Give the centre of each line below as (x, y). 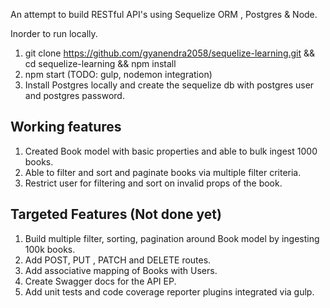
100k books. (50, 249)
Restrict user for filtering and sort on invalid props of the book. (153, 183)
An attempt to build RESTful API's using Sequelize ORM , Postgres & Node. (164, 14)
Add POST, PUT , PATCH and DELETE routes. (118, 260)
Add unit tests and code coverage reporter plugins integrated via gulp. (169, 291)
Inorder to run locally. (54, 33)
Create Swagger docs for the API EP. (100, 281)
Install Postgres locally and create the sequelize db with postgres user (169, 85)
